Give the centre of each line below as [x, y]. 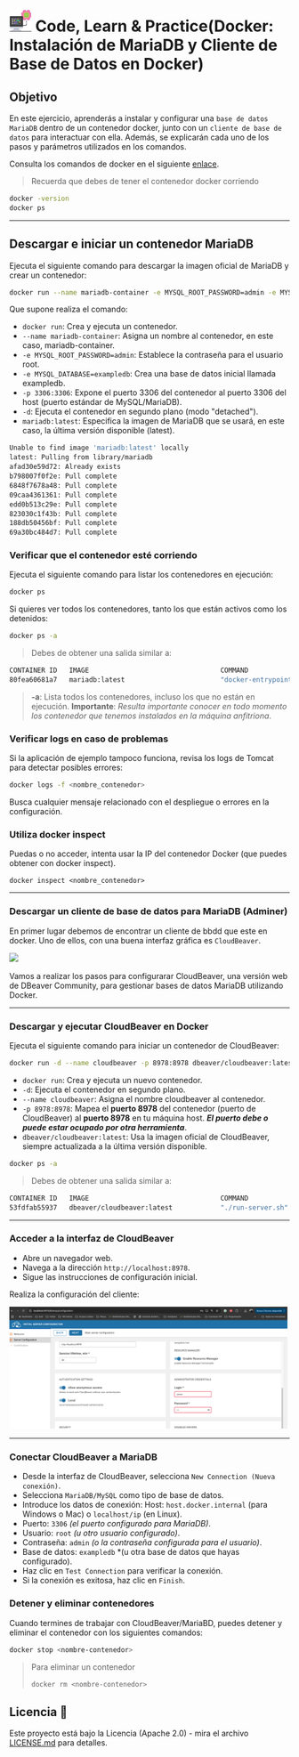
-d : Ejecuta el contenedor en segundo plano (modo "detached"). [140, 412]
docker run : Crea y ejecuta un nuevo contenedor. [112, 1080]
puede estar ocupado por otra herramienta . [104, 1127]
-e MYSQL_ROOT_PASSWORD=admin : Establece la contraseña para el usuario [153, 355]
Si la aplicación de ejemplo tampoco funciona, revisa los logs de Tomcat [141, 758]
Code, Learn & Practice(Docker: [154, 26]
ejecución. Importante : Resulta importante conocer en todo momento [159, 706]
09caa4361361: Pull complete [63, 495]
